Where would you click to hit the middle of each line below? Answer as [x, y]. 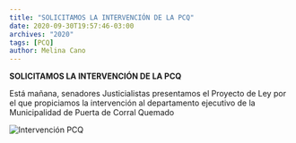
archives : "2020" [42, 34]
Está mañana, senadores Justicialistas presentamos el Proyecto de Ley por [148, 94]
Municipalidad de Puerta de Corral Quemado [92, 113]
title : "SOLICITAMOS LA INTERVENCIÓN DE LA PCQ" [102, 17]
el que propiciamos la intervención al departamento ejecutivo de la [132, 103]
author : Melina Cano [48, 51]
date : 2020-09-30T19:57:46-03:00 [72, 26]
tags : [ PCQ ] [31, 42]
